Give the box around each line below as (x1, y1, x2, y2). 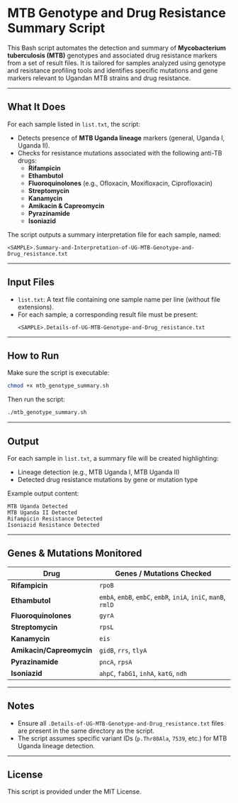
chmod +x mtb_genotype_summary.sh (7, 382, 110, 390)
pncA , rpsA (98, 657, 132, 667)
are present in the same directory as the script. (17, 726, 154, 735)
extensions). (17, 302, 55, 311)
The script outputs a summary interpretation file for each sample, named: (7, 230, 221, 239)
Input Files (7, 276, 55, 288)
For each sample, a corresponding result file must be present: (17, 310, 198, 319)
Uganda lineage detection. (17, 741, 96, 750)
